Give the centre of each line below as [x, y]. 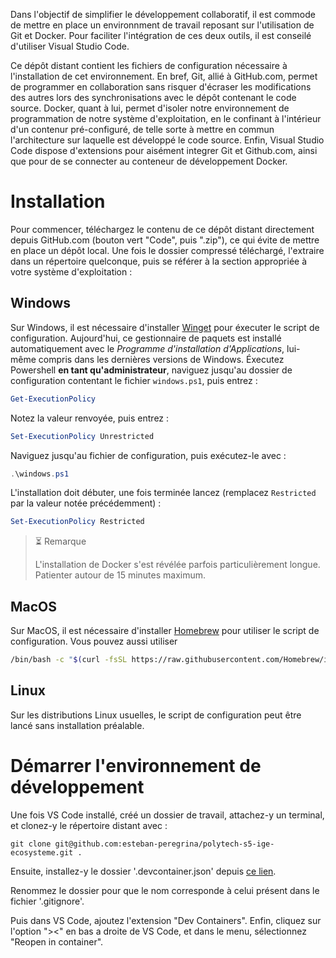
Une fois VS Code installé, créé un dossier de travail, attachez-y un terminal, [167, 815]
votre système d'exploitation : [71, 271]
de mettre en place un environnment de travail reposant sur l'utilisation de [162, 25]
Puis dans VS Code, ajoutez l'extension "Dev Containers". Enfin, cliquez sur [166, 920]
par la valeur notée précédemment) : [86, 503]
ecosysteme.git [42, 852]
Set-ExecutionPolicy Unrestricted [82, 436]
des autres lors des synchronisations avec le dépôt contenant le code [153, 97]
